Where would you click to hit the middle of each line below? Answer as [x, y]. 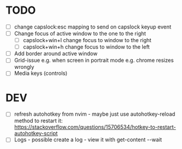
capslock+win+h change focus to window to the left [86, 47]
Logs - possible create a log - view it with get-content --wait [88, 140]
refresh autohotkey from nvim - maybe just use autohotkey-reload [95, 114]
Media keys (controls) [41, 73]
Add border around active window [56, 53]
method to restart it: [38, 121]
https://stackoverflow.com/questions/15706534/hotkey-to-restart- [95, 127]
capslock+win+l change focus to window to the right [87, 40]
